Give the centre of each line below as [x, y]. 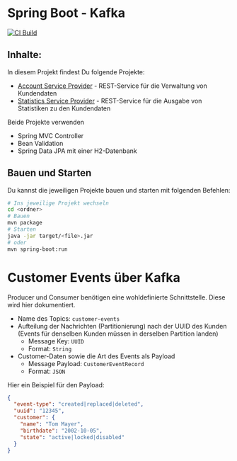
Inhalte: [25, 55]
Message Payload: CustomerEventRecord [86, 363]
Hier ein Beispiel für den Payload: [56, 385]
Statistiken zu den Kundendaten [64, 108]
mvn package [25, 223]
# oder [17, 242]
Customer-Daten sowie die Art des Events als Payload [96, 356]
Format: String [50, 348]
